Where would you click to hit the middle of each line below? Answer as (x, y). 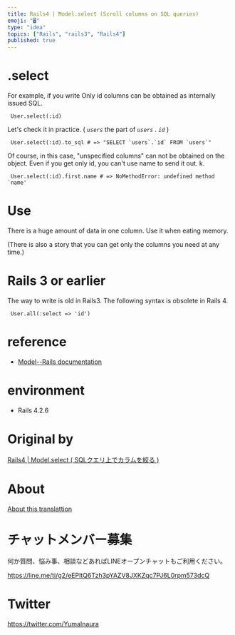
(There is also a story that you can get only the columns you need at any (113, 244)
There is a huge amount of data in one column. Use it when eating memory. (118, 230)
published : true (31, 41)
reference (37, 342)
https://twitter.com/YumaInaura (53, 624)
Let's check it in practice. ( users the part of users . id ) (88, 130)
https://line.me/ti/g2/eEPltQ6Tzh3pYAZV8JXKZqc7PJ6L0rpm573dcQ (109, 575)
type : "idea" (27, 27)
